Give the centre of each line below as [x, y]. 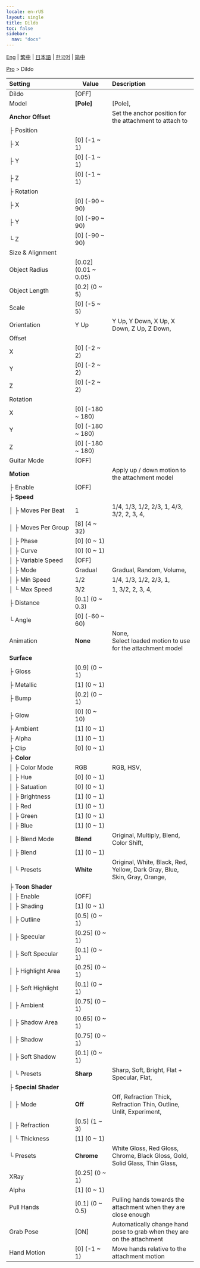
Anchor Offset [30, 117]
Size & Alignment [33, 252]
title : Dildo [22, 23]
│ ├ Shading [26, 906]
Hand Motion [27, 1253]
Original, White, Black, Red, [150, 862]
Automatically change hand [150, 1224]
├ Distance [24, 603]
